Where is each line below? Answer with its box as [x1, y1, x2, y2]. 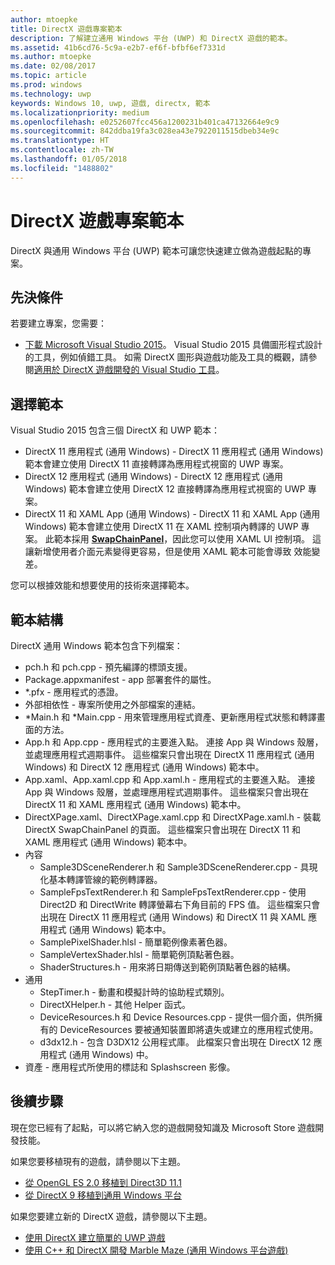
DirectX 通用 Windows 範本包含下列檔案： [10, 640, 183, 651]
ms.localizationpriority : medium [10, 107, 150, 118]
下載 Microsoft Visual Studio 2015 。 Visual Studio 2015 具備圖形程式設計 [24, 339, 323, 351]
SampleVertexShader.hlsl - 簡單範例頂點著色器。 [39, 949, 240, 960]
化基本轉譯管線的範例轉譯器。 [39, 874, 163, 885]
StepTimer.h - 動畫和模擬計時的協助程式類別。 [39, 986, 230, 998]
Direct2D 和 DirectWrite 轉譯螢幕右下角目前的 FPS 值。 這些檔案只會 [39, 899, 321, 910]
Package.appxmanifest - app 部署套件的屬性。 [24, 674, 217, 685]
